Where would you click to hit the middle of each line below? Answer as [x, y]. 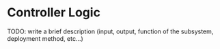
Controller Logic [54, 13]
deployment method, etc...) [45, 38]
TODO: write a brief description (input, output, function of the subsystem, [110, 31]
